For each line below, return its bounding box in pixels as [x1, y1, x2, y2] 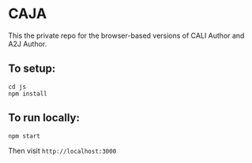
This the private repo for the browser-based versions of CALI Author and [8, 31, 245, 40]
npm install [8, 90, 47, 98]
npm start [8, 132, 41, 140]
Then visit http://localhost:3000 [8, 146, 117, 155]
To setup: [8, 62, 56, 76]
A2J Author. [8, 39, 47, 48]
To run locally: [8, 111, 81, 124]
